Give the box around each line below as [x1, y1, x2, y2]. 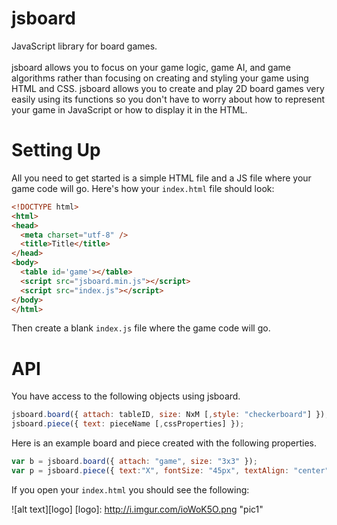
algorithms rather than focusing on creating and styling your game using [11, 72, 309, 84]
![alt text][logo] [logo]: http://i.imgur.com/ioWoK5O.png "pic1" [11, 503, 264, 515]
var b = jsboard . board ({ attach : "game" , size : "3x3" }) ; [11, 457, 258, 467]
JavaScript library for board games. [11, 40, 158, 52]
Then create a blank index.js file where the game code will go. [11, 322, 271, 334]
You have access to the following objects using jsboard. [11, 390, 241, 402]
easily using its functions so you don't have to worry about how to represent [11, 93, 326, 105]
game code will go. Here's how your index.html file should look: [11, 182, 275, 194]
